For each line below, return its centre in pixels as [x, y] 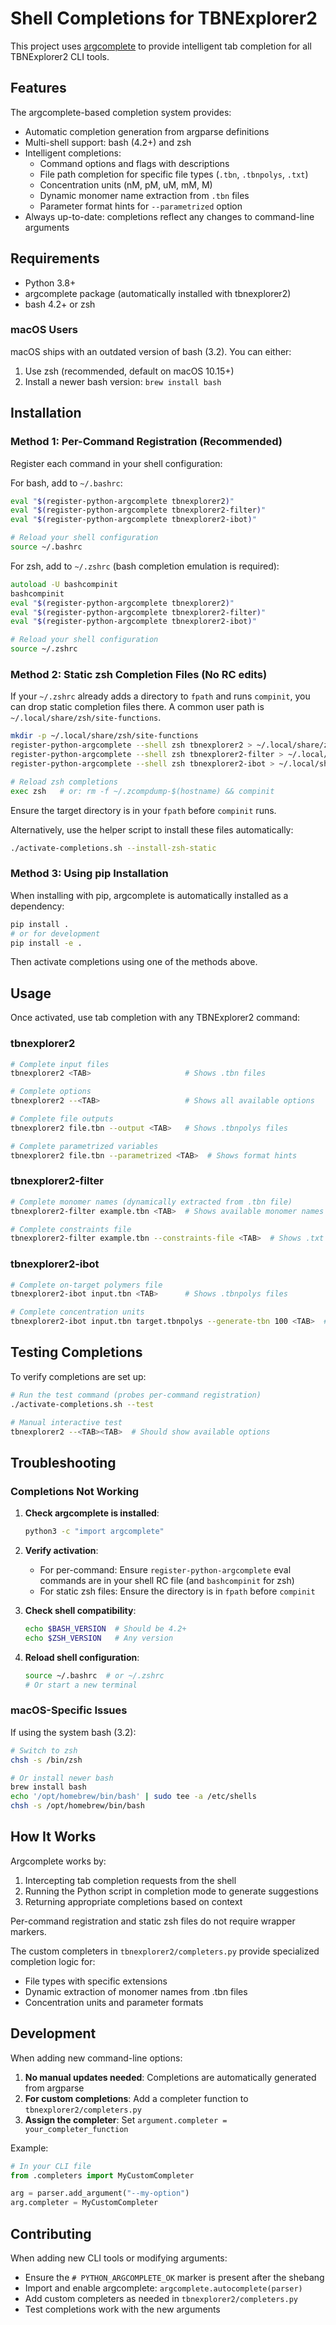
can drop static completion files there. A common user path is [137, 707]
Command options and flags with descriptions [134, 163]
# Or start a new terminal [81, 1685]
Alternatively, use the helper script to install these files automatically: [152, 829]
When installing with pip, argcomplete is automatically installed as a [149, 895]
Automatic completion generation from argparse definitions [147, 131]
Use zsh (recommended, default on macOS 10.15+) [129, 371]
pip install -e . [46, 943]
